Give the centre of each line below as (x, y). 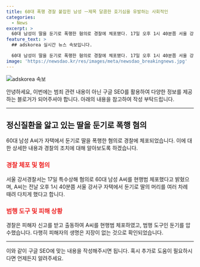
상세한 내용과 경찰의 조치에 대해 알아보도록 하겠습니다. (75, 148)
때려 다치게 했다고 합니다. (36, 194)
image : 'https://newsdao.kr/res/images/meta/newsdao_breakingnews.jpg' (97, 61)
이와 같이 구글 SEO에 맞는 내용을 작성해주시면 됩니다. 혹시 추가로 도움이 (89, 251)
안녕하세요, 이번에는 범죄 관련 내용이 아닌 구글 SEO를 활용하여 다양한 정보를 (94, 91)
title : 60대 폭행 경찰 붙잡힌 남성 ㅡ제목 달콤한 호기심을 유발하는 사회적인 (87, 12)
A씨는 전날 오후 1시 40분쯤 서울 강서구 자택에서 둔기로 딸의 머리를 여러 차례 (101, 187)
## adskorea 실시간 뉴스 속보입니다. (52, 45)
